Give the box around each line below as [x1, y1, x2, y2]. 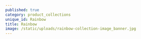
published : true [5, 7, 39, 13]
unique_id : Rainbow [5, 17, 46, 22]
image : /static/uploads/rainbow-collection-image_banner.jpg [5, 26, 136, 31]
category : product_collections [5, 12, 71, 17]
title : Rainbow [5, 21, 37, 27]
